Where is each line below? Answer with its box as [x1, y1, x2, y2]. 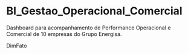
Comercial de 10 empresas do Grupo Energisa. [6, 30, 122, 37]
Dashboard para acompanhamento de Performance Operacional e [6, 24, 171, 31]
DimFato [6, 42, 27, 49]
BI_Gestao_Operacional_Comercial [6, 4, 183, 18]
